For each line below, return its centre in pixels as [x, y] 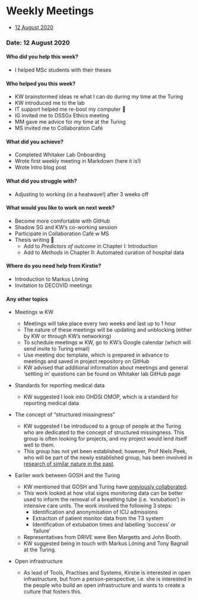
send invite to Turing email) [57, 349]
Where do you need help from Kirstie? [54, 266]
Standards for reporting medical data [60, 386]
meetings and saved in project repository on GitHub [86, 361]
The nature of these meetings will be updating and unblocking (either [108, 330]
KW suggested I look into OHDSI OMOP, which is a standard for [101, 397]
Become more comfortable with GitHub [62, 221]
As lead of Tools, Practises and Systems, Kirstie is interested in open [107, 573]
